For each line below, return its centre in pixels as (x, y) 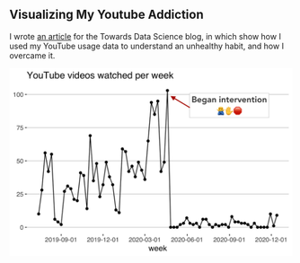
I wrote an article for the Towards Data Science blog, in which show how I (145, 36)
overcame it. (32, 55)
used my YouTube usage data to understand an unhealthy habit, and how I (147, 46)
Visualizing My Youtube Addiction (106, 15)
